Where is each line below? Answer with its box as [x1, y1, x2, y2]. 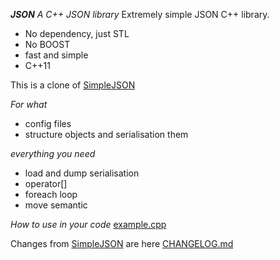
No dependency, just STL [24, 28, 130, 39]
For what [10, 99, 48, 110]
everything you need [10, 148, 96, 159]
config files [24, 118, 72, 129]
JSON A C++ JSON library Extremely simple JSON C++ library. [10, 9, 270, 20]
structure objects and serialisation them [24, 129, 189, 140]
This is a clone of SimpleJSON [10, 79, 136, 91]
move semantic [24, 199, 88, 211]
